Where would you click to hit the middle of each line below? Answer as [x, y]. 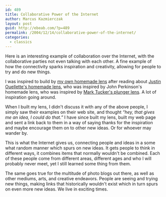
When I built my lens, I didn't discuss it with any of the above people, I [77, 106]
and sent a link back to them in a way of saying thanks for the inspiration [79, 122]
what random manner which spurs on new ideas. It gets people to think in [80, 148]
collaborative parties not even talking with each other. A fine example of [79, 61]
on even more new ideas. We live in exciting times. [56, 189]
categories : [17, 38]
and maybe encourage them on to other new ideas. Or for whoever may [78, 128]
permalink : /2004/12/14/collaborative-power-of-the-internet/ [71, 33]
